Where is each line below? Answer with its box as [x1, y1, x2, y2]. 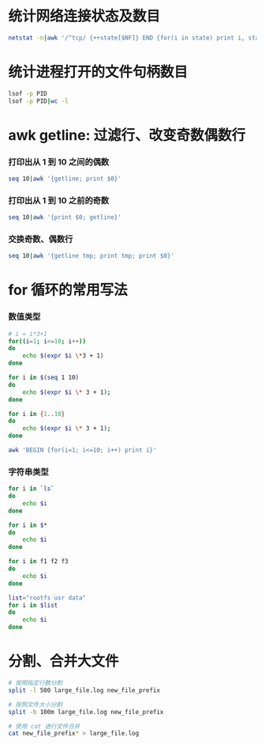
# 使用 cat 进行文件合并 [8, 722, 80, 730]
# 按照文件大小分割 [8, 701, 63, 709]
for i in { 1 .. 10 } [8, 410, 65, 418]
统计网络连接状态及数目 [8, 7, 161, 25]
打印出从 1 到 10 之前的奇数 [8, 195, 110, 206]
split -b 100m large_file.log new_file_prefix [8, 708, 164, 716]
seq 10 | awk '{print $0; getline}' [8, 214, 122, 221]
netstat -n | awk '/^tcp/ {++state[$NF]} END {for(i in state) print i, [8, 33, 245, 42]
